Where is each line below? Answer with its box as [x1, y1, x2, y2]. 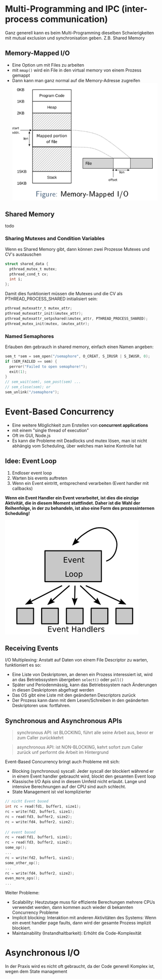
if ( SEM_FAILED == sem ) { [5, 359, 57, 364]
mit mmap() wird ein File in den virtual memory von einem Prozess [12, 67, 142, 73]
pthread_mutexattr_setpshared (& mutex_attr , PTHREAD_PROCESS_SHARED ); [5, 316, 148, 321]
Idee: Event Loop [5, 457, 57, 465]
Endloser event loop [12, 470, 52, 476]
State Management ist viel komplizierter [12, 789, 91, 795]
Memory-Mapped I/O [5, 49, 70, 57]
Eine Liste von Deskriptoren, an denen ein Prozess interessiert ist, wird [12, 672, 153, 677]
